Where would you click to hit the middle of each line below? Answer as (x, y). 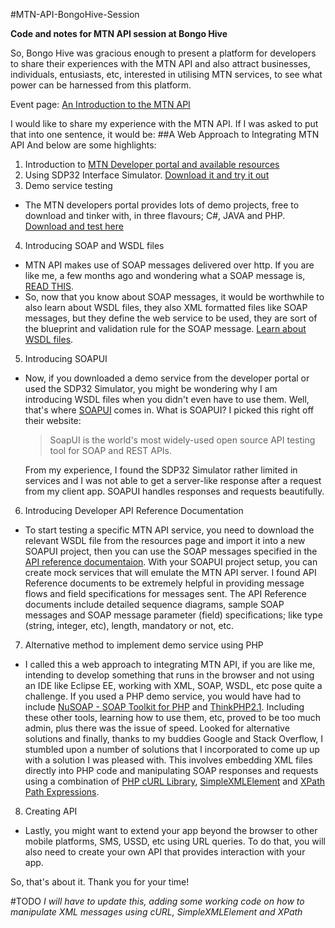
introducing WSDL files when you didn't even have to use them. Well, (167, 399)
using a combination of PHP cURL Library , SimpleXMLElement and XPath (175, 781)
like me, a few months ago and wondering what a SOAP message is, (165, 275)
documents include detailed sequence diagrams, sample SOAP (154, 604)
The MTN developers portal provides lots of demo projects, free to (162, 205)
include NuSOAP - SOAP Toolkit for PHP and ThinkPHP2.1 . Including (164, 707)
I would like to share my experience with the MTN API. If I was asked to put (164, 123)
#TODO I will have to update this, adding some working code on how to (157, 901)
